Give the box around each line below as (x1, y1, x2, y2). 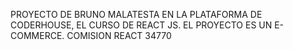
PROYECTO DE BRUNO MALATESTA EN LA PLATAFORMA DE (10, 9, 263, 20)
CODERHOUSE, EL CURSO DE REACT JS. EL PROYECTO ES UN (10, 19, 273, 31)
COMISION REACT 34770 (66, 30, 172, 41)
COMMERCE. (10, 30, 65, 41)
